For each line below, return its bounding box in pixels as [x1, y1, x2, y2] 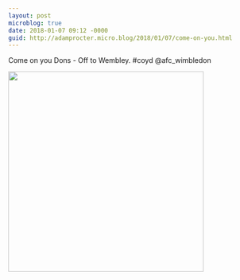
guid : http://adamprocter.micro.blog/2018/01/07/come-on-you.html [8, 33, 233, 42]
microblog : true [8, 19, 62, 27]
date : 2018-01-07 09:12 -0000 [8, 26, 109, 34]
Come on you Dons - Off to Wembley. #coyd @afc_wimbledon [8, 56, 212, 65]
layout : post [8, 11, 52, 20]
